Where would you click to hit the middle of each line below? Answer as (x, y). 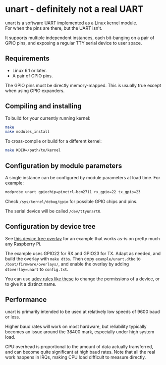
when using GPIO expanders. (35, 91)
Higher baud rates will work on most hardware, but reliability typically (76, 326)
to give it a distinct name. (31, 284)
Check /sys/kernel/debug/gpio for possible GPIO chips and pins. (71, 201)
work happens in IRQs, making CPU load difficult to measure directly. (76, 357)
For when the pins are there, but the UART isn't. (54, 28)
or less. (13, 317)
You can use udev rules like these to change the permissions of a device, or (83, 279)
